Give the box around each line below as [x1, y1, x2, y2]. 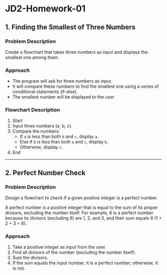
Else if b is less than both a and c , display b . [19, 139, 108, 145]
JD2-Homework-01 [5, 3, 86, 14]
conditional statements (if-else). [12, 89, 78, 95]
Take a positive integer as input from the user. [12, 244, 106, 250]
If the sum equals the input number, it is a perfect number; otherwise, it [12, 260, 158, 266]
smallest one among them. [5, 54, 60, 60]
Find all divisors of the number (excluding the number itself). [12, 250, 137, 256]
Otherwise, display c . [19, 144, 63, 150]
